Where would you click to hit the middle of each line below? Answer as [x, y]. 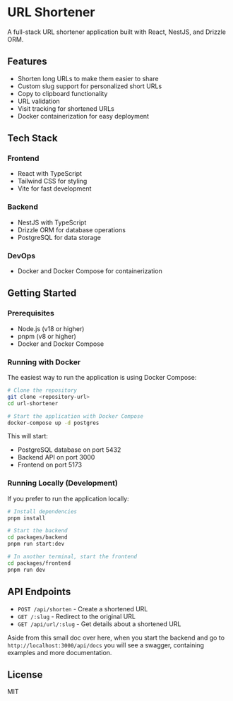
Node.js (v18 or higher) [51, 328]
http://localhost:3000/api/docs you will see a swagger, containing [106, 645]
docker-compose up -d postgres [53, 423]
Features [27, 62]
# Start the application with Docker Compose [75, 416]
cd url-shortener [33, 403]
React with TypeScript [50, 174]
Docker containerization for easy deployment [83, 116]
